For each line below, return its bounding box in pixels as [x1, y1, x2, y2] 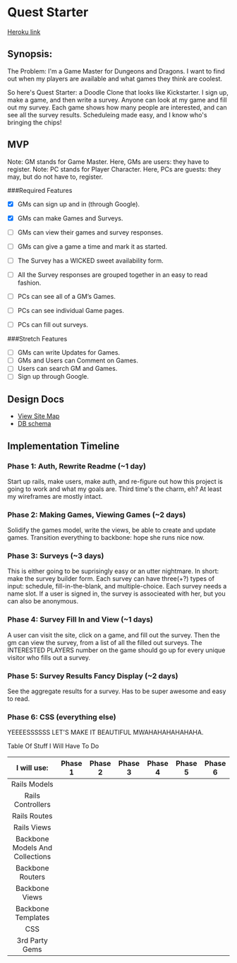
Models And [12, 843, 53, 853]
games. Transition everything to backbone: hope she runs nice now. [7, 533, 205, 542]
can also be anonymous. [7, 597, 79, 605]
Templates [15, 913, 50, 923]
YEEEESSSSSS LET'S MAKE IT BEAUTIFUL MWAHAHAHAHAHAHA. [7, 728, 204, 737]
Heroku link [7, 28, 41, 36]
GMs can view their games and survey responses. [17, 228, 164, 237]
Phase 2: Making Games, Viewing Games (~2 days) [7, 509, 186, 519]
